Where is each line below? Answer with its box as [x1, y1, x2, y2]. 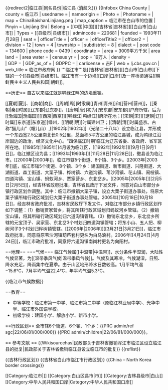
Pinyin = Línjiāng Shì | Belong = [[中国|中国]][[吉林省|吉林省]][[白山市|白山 [5, 24, 157, 30]
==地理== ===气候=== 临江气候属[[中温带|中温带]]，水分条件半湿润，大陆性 [5, 249, 163, 255]
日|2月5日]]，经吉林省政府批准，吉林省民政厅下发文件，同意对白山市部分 [5, 182, 156, 187]
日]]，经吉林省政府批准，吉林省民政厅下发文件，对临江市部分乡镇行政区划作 [5, 201, 162, 207]
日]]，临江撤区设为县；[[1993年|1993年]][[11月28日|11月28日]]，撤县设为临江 [5, 150, 163, 156]
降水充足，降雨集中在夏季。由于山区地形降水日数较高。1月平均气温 [5, 262, 143, 267]
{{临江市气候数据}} [5, 278, 44, 284]
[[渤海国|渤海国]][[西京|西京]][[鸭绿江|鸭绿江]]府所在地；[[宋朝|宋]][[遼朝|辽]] [5, 113, 163, 119]
